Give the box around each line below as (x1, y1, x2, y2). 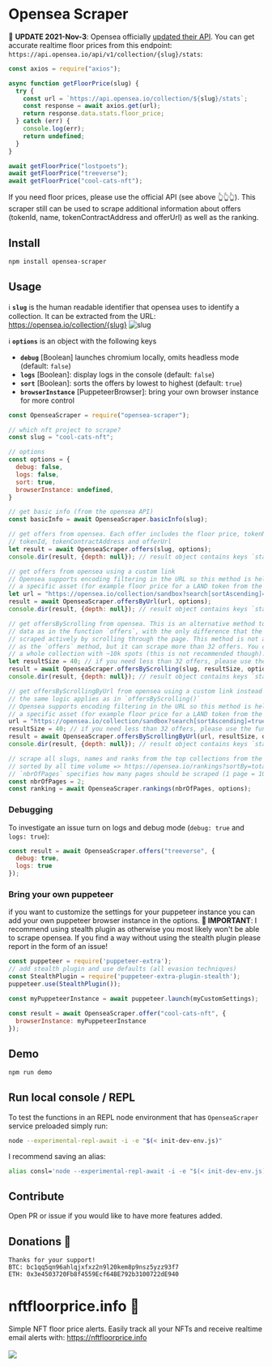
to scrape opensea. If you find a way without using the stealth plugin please (8, 933, 261, 942)
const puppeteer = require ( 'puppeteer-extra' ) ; (8, 957, 172, 966)
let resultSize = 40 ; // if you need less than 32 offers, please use (8, 658, 252, 666)
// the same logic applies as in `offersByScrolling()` (8, 695, 201, 703)
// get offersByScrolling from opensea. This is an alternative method (8, 619, 255, 627)
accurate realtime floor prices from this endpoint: (8, 40, 172, 50)
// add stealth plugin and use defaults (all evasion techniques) (8, 965, 237, 973)
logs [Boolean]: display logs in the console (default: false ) (19, 369, 215, 379)
